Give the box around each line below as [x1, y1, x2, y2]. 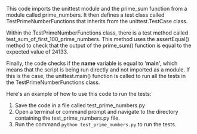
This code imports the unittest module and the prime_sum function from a [6, 5, 187, 12]
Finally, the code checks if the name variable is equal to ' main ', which [6, 60, 178, 67]
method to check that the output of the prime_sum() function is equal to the [6, 42, 192, 49]
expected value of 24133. [6, 48, 69, 55]
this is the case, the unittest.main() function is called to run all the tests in [6, 73, 186, 79]
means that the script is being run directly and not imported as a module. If [6, 66, 190, 73]
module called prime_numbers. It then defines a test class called [6, 11, 165, 18]
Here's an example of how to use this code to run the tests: [6, 91, 152, 97]
